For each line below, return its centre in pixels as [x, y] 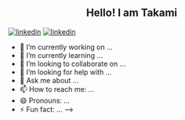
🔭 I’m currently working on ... [66, 47]
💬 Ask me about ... [49, 80]
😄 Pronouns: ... [45, 100]
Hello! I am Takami [132, 13]
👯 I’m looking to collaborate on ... [73, 64]
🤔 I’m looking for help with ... [65, 72]
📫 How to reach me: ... [57, 89]
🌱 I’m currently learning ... [61, 55]
